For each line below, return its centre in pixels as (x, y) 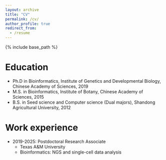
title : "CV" (17, 14)
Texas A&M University (43, 147)
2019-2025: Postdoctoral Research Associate (59, 141)
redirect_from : (21, 28)
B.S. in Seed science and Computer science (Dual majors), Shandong (84, 102)
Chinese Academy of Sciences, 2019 (50, 86)
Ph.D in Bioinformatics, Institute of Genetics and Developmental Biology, (86, 81)
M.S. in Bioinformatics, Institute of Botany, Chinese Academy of (78, 91)
